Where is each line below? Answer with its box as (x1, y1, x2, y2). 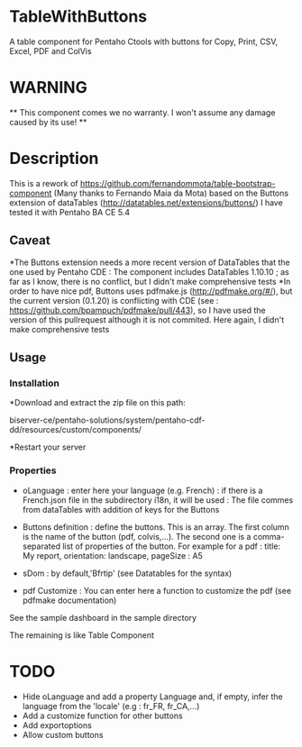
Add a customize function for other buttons (22, 710, 183, 721)
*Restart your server (9, 442, 87, 452)
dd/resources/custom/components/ (9, 424, 142, 435)
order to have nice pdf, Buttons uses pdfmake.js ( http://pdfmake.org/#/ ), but (9, 286, 293, 296)
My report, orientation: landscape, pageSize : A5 (22, 550, 203, 560)
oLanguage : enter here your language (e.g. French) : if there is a (22, 485, 263, 496)
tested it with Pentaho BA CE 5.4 (9, 206, 131, 217)
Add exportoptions (22, 719, 92, 731)
